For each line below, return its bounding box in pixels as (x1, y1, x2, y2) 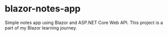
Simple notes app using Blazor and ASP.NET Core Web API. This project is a (5, 19, 163, 25)
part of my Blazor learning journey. (5, 24, 77, 30)
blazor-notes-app (5, 3, 81, 14)
